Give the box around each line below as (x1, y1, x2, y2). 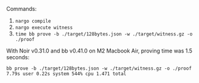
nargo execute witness (15, 24, 73, 31)
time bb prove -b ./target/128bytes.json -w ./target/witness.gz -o (15, 31, 193, 37)
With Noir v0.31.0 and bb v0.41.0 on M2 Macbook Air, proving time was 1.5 (6, 47, 193, 54)
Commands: (6, 5, 37, 12)
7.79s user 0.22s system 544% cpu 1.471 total (6, 71, 127, 77)
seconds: (6, 54, 30, 60)
